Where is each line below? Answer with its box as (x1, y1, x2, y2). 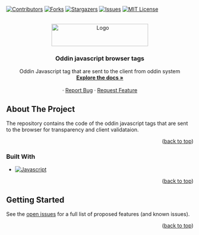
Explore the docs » (76, 74, 124, 82)
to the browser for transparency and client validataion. (6, 126, 139, 133)
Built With (6, 152, 36, 161)
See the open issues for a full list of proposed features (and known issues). (6, 211, 190, 218)
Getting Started (6, 195, 65, 205)
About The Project (6, 104, 75, 114)
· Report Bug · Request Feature (62, 87, 138, 94)
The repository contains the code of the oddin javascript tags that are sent (6, 120, 188, 127)
